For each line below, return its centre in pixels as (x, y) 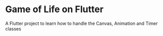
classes (13, 28)
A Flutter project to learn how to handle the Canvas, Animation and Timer (82, 23)
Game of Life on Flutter (55, 9)
